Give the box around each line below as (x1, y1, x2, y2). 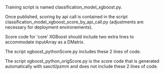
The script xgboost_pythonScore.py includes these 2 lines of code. (5, 49, 141, 54)
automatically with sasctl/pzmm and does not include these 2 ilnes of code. (5, 64, 159, 69)
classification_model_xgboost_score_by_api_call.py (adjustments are (5, 19, 144, 25)
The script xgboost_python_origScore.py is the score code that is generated (5, 58, 160, 64)
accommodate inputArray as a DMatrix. (5, 39, 85, 45)
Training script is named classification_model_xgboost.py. (5, 4, 122, 10)
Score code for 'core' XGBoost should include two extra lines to (5, 34, 134, 39)
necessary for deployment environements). (5, 24, 93, 30)
